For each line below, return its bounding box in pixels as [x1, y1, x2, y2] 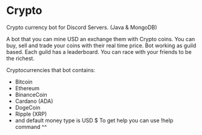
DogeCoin [15, 104, 41, 111]
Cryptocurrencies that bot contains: [6, 66, 96, 73]
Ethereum [15, 84, 39, 91]
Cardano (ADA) [15, 97, 53, 105]
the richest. [6, 54, 35, 62]
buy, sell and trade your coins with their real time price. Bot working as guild [6, 42, 197, 49]
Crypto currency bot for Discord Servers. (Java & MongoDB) [6, 24, 158, 31]
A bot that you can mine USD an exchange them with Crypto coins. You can [6, 35, 195, 42]
